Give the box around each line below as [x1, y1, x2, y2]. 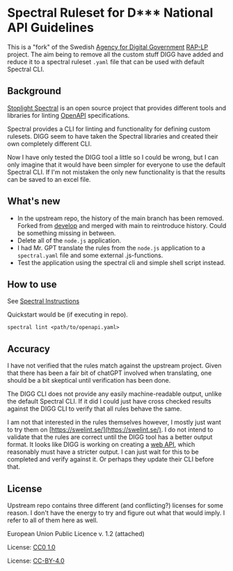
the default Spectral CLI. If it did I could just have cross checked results [7, 397, 212, 406]
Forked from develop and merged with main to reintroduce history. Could [17, 221, 227, 229]
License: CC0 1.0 [7, 543, 56, 551]
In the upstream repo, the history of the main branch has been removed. [17, 214, 225, 222]
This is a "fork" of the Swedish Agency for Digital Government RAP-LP [7, 43, 209, 51]
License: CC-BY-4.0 [7, 556, 65, 565]
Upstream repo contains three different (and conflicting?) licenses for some [7, 501, 224, 510]
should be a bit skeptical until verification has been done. [7, 376, 171, 385]
